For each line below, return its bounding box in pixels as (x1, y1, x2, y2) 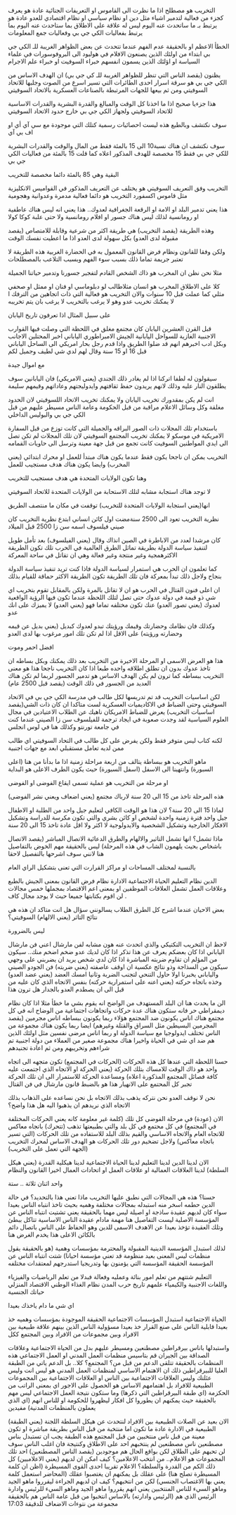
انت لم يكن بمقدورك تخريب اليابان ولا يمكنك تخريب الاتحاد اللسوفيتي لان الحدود (8, 395, 214, 404)
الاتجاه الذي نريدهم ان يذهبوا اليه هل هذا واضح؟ (8, 1101, 131, 1109)
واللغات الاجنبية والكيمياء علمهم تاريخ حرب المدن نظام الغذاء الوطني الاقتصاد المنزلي (8, 1280, 228, 1288)
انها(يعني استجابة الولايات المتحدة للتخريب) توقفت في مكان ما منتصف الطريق (8, 501, 210, 509)
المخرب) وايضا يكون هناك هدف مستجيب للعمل (8, 460, 131, 468)
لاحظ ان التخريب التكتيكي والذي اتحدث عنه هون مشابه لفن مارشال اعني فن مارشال (8, 940, 228, 948)
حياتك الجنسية (8, 1287, 45, 1296)
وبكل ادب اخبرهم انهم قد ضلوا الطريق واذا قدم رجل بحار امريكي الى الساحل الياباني (8, 340, 227, 347)
